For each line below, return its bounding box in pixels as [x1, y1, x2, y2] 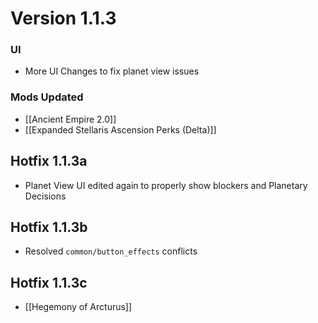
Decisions [24, 190, 67, 202]
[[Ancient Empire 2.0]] [24, 113, 117, 125]
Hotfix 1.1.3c [10, 274, 88, 291]
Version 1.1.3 [10, 7, 117, 30]
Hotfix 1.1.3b [10, 218, 88, 236]
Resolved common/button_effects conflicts [24, 245, 198, 257]
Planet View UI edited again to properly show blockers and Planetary [24, 179, 308, 191]
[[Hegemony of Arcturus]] [24, 301, 133, 313]
